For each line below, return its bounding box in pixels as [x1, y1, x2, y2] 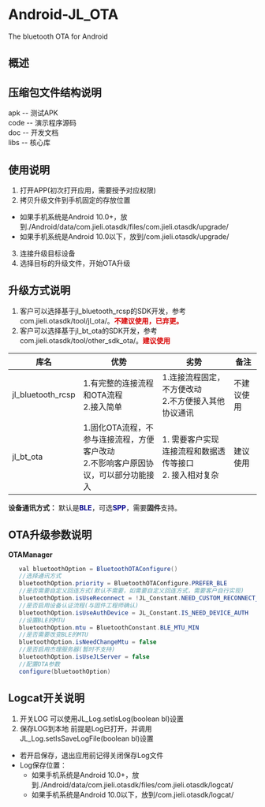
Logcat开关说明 [8, 692, 85, 705]
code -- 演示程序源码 [8, 118, 77, 128]
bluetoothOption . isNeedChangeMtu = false [18, 638, 157, 646]
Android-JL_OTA [8, 6, 119, 24]
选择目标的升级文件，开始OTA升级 [19, 258, 131, 267]
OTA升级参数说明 [8, 529, 92, 542]
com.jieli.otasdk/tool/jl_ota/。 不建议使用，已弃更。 [19, 316, 184, 325]
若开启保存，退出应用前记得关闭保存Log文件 [19, 750, 164, 760]
